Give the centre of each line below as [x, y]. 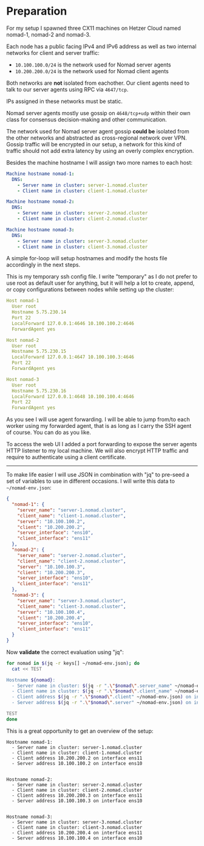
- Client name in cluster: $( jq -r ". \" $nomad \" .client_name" [92, 691]
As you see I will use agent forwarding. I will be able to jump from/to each [98, 419]
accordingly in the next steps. [43, 265]
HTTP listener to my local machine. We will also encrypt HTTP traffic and [97, 451]
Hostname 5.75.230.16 [39, 391]
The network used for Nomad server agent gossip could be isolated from [98, 131]
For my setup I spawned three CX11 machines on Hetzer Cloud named [93, 28]
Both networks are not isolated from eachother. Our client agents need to [98, 83]
